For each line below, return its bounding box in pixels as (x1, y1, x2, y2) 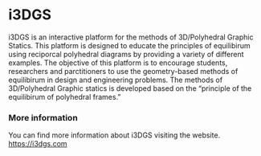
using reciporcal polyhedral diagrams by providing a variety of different (8, 49, 244, 59)
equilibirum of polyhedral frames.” (8, 92, 121, 101)
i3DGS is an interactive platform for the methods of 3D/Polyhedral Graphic (8, 32, 254, 42)
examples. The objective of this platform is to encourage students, (8, 58, 228, 68)
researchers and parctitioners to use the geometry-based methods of (8, 66, 239, 76)
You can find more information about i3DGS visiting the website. (8, 130, 221, 140)
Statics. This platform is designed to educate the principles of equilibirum (8, 40, 251, 50)
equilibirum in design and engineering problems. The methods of (8, 75, 223, 84)
